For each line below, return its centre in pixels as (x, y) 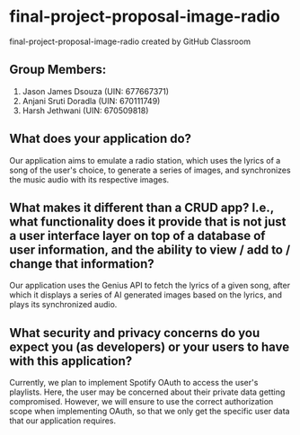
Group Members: (58, 70)
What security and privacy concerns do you (135, 333)
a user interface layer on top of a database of (137, 235)
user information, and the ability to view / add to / (150, 249)
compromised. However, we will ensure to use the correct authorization (141, 402)
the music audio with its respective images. (89, 179)
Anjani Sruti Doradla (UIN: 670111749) (91, 101)
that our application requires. (63, 421)
